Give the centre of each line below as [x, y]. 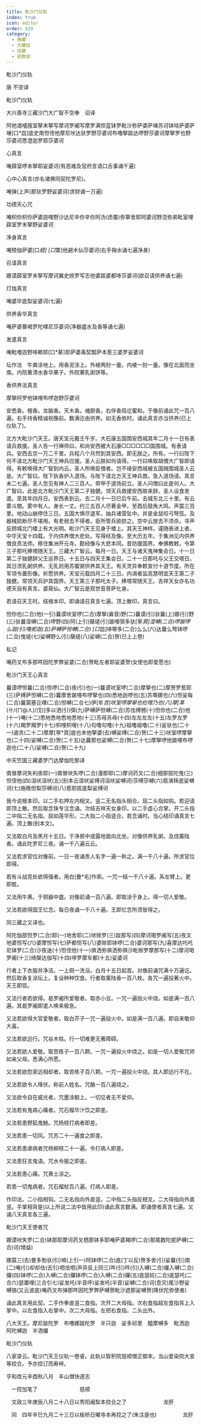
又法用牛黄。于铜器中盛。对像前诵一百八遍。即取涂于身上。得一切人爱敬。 [98, 897]
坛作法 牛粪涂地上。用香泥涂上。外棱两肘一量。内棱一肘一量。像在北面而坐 [100, 364]
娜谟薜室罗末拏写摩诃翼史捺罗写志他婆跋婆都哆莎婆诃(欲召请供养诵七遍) [95, 275]
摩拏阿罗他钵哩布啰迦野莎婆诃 [43, 397]
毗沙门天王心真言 [27, 674]
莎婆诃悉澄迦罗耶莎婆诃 [35, 140]
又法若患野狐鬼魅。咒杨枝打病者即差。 [53, 1123]
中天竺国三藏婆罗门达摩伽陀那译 [45, 760]
